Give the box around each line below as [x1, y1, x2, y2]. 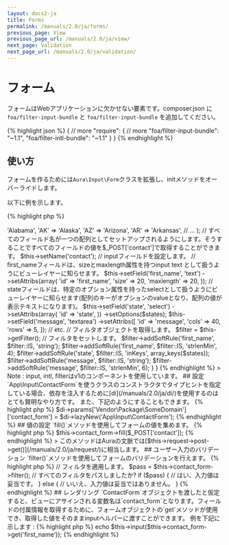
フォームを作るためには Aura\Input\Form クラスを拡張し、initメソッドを [7, 175, 206, 183]
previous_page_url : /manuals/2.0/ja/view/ [7, 36, 130, 43]
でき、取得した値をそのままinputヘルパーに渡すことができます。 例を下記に [7, 513, 221, 522]
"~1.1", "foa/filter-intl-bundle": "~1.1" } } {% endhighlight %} [7, 133, 173, 142]
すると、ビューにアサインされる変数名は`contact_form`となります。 [7, 496, 197, 505]
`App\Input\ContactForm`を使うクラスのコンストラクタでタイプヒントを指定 [7, 380, 221, 388]
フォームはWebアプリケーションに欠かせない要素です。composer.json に [7, 104, 213, 112]
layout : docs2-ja [7, 10, 57, 17]
